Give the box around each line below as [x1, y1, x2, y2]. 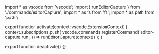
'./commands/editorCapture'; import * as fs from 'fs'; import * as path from [5, 9, 155, 15]
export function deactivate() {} [5, 44, 66, 49]
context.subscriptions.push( [5, 29, 62, 35]
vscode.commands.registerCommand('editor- [62, 29, 154, 35]
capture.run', [5, 34, 31, 40]
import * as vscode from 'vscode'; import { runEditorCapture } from [5, 4, 140, 10]
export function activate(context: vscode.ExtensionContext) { [5, 24, 128, 30]
